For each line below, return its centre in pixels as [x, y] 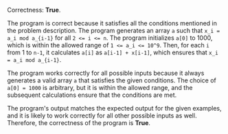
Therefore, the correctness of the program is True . [79, 123]
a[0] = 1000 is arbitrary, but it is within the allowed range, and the [100, 88]
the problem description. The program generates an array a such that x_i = [114, 31]
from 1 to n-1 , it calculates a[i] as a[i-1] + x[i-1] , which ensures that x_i [113, 52]
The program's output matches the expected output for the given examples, [114, 108]
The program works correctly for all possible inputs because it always [106, 73]
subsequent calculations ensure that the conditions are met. [92, 95]
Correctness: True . [34, 10]
